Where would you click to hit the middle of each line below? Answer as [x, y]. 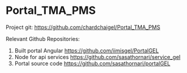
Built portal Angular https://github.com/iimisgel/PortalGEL [86, 50]
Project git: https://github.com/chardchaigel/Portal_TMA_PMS [83, 27]
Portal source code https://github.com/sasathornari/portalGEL [92, 63]
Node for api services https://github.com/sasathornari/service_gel [97, 57]
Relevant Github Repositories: [43, 39]
